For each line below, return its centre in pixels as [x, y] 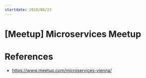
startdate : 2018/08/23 [28, 10]
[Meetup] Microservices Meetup [73, 34]
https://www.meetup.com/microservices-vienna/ [62, 70]
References [29, 57]
